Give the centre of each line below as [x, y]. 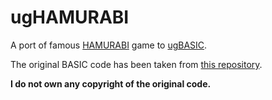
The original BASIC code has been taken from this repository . [136, 64]
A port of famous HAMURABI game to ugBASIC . [109, 45]
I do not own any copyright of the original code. [111, 83]
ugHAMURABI [70, 17]
